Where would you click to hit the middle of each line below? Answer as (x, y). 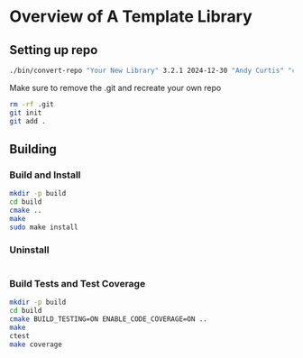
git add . (28, 121)
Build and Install (45, 175)
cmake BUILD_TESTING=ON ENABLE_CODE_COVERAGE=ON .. (108, 319)
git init (26, 113)
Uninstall (29, 250)
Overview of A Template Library (131, 17)
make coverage (36, 344)
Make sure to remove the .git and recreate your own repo (115, 87)
